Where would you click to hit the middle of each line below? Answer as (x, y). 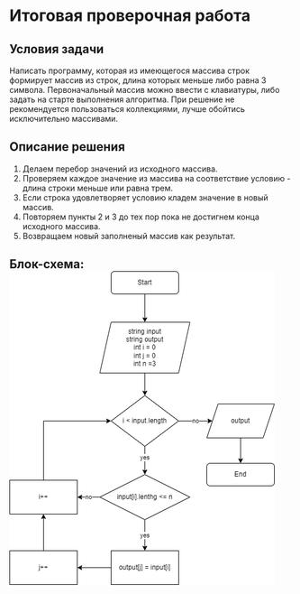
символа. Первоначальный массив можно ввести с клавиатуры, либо (145, 90)
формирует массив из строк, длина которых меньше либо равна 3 (138, 80)
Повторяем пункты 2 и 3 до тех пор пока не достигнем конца (141, 217)
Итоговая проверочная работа (130, 16)
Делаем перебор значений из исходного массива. (120, 169)
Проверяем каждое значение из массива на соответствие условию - (156, 178)
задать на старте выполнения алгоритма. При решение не (122, 99)
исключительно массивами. (64, 119)
